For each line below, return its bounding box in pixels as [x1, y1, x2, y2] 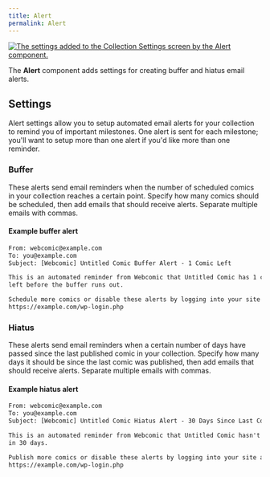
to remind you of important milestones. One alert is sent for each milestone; [8, 127, 259, 137]
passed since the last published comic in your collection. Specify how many [8, 349, 260, 358]
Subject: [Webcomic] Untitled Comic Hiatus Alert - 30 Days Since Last [8, 417, 253, 426]
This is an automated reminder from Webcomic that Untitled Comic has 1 [8, 274, 257, 282]
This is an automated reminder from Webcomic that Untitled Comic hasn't [8, 431, 261, 440]
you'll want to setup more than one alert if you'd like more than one [8, 136, 231, 145]
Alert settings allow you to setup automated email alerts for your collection [8, 118, 255, 128]
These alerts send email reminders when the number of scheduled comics [8, 182, 255, 192]
